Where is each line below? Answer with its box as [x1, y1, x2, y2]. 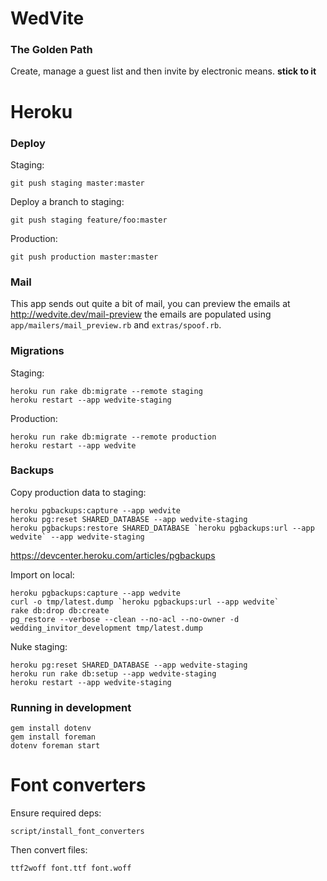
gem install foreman [10, 732, 97, 742]
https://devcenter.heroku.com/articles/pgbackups [10, 549, 216, 561]
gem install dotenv [10, 723, 92, 734]
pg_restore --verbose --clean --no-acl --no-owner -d [10, 614, 240, 624]
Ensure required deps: [10, 807, 102, 819]
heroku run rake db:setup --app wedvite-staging [10, 668, 217, 679]
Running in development [10, 700, 132, 714]
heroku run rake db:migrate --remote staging [10, 386, 203, 396]
